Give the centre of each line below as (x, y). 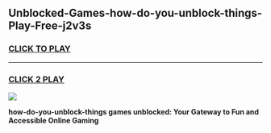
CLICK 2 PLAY (36, 79)
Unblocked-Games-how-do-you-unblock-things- (135, 13)
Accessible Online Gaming (54, 120)
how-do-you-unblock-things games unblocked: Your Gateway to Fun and (134, 111)
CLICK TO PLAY (40, 49)
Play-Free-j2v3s (50, 26)
